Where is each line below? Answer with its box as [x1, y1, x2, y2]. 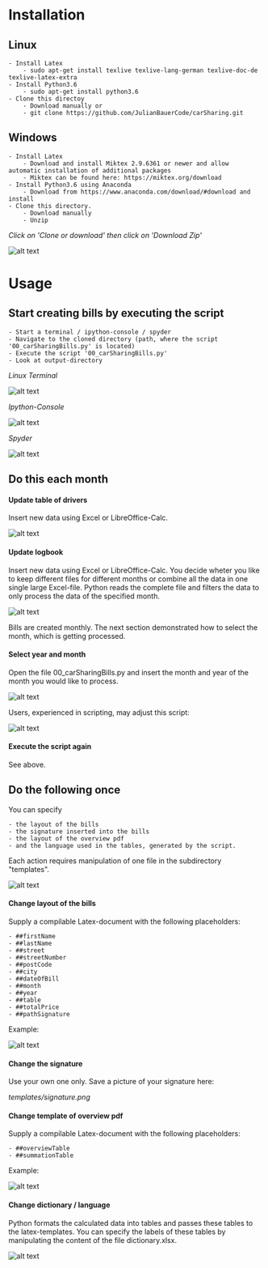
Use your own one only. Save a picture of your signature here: [8, 1077, 215, 1087]
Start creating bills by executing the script [8, 306, 224, 321]
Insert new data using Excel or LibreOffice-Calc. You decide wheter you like [8, 565, 260, 575]
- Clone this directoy [8, 95, 85, 103]
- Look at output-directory [8, 356, 103, 364]
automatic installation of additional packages [8, 166, 172, 175]
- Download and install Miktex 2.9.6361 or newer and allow [23, 160, 229, 168]
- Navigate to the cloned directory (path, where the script [8, 334, 219, 343]
